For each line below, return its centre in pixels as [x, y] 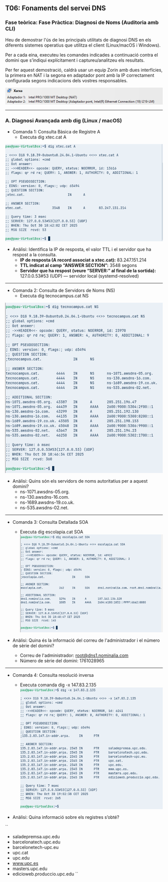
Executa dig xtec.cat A [43, 137]
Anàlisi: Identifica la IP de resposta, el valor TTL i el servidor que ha [82, 249]
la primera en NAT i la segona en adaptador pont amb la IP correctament [80, 75]
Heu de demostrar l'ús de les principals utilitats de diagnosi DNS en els [78, 40]
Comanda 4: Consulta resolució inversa [53, 675]
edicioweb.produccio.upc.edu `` [45, 874]
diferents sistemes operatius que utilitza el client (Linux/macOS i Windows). [83, 45]
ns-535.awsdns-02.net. [44, 507]
